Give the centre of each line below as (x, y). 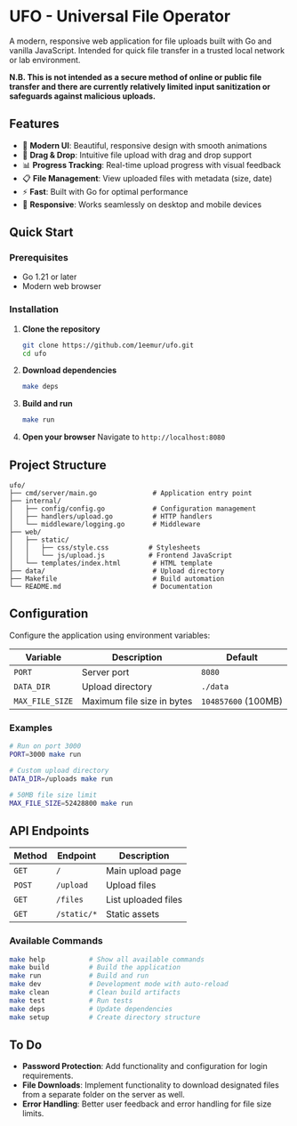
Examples (31, 728)
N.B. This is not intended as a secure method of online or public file (136, 76)
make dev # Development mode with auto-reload (119, 985)
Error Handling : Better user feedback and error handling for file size (147, 1104)
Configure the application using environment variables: (110, 635)
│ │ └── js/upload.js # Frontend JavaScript (121, 556)
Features (34, 124)
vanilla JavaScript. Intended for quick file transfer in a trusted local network (147, 50)
